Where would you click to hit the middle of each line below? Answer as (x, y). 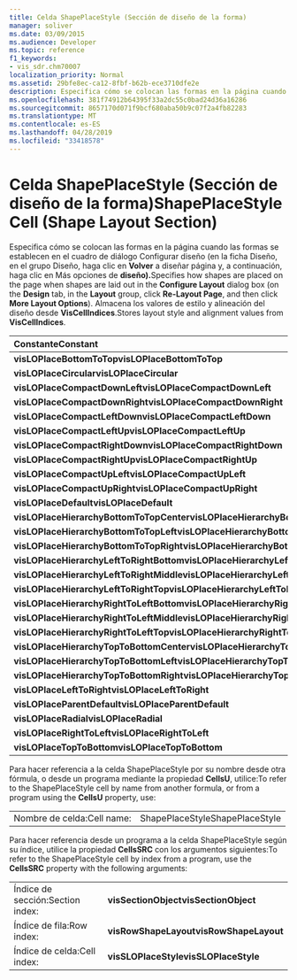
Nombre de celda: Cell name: (72, 818)
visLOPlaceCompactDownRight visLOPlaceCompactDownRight (148, 402)
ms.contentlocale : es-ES (55, 125)
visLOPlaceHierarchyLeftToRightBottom (99, 560)
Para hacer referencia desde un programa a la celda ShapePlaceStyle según (148, 840)
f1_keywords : (33, 58)
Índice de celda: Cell (54, 951)
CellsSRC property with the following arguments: (99, 868)
